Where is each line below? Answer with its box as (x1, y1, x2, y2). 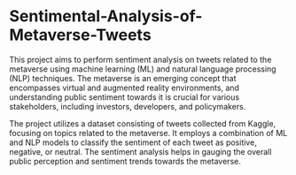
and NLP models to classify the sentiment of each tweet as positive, (9, 137, 257, 148)
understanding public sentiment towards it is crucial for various (9, 91, 240, 103)
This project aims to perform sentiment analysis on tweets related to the (9, 54, 272, 65)
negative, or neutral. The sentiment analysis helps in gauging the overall (9, 146, 272, 156)
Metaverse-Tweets (9, 25, 152, 45)
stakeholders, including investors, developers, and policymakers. (9, 101, 246, 111)
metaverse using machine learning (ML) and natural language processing (9, 64, 277, 74)
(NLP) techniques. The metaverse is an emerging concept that (9, 72, 237, 83)
